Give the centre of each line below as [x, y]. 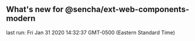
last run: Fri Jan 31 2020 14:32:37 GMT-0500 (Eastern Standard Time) [90, 32]
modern [21, 19]
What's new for [35, 10]
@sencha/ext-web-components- [127, 10]
